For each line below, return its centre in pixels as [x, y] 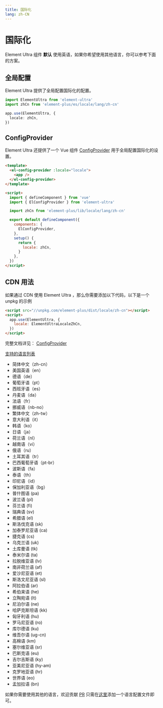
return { [27, 243]
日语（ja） [23, 432]
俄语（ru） [23, 450]
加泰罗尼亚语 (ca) [30, 530]
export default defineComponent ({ [45, 220]
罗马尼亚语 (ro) [27, 622]
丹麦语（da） [25, 395]
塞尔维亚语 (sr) [27, 647]
